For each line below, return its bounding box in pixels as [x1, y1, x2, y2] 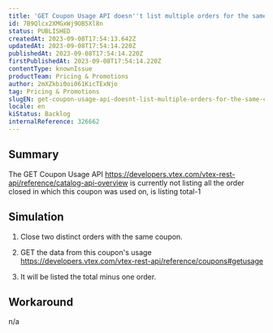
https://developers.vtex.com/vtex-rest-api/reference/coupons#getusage [19, 256, 264, 266]
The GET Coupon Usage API [8, 169, 104, 179]
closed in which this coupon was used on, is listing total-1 [8, 186, 201, 196]
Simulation [8, 210, 64, 224]
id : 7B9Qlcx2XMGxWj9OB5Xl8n [8, 19, 104, 28]
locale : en [8, 102, 45, 110]
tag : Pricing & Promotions [8, 87, 100, 96]
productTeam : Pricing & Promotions [8, 72, 129, 80]
